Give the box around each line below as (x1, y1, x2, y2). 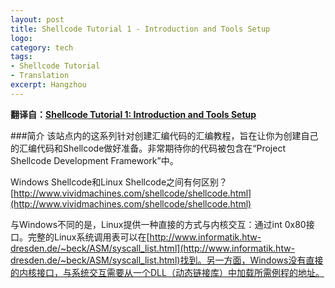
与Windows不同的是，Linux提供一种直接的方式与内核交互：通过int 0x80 (10, 218, 307, 230)
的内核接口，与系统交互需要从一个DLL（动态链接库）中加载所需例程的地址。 (10, 266, 325, 278)
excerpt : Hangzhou (10, 80, 87, 90)
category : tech (10, 42, 74, 53)
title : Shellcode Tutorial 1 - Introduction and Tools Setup (10, 24, 271, 34)
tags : (10, 52, 33, 62)
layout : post (10, 14, 65, 25)
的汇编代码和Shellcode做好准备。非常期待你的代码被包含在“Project (10, 142, 287, 154)
